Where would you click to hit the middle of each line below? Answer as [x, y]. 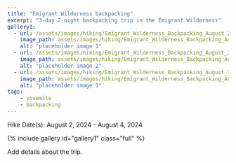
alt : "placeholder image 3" [61, 85]
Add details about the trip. [45, 152]
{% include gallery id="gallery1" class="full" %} [76, 138]
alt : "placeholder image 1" [61, 46]
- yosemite [36, 99]
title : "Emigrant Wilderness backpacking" [70, 14]
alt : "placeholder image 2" [61, 66]
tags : [15, 92]
